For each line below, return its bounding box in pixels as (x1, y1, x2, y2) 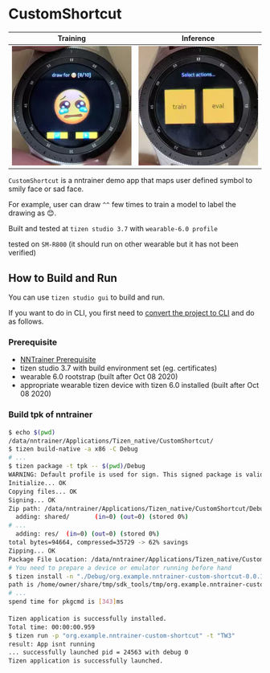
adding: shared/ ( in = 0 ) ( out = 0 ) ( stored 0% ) (15, 513, 189, 521)
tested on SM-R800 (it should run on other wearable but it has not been (8, 239, 239, 249)
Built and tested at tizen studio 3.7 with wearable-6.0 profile (8, 224, 219, 234)
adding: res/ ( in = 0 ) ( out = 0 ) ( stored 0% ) (15, 530, 160, 538)
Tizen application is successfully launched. (8, 657, 163, 665)
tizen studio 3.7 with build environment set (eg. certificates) (19, 363, 218, 373)
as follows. (8, 316, 44, 326)
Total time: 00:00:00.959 (8, 623, 95, 631)
